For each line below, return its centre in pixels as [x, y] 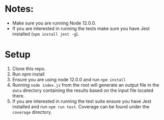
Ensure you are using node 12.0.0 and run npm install [69, 79]
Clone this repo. [29, 68]
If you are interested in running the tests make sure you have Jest [81, 28]
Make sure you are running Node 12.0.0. [54, 23]
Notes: [19, 9]
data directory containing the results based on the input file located [83, 90]
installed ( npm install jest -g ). [46, 34]
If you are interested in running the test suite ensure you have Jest [81, 101]
